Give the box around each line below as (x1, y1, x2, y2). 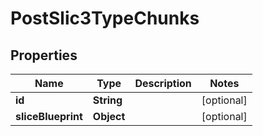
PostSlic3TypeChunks (10, 7, 200, 30)
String (92, 93, 123, 107)
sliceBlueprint (15, 110, 83, 123)
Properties (10, 47, 78, 64)
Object (92, 110, 126, 123)
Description (134, 77, 192, 90)
